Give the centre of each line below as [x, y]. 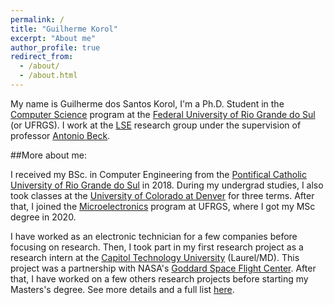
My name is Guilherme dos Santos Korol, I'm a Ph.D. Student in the [147, 103]
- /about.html [48, 76]
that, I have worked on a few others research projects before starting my [159, 278]
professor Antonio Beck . [60, 135]
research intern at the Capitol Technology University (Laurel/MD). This [155, 257]
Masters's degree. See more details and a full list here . [122, 289]
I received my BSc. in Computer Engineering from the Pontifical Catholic [158, 174]
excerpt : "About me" [53, 38]
